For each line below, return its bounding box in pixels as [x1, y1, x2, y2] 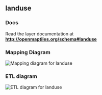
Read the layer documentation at [5, 30, 74, 37]
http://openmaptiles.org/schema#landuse [5, 36, 97, 42]
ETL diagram [5, 73, 37, 80]
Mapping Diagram [5, 49, 51, 56]
